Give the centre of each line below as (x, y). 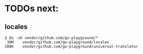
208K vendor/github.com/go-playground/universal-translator (71, 47)
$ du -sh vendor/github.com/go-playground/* (51, 38)
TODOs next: (32, 9)
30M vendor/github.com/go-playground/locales (58, 42)
